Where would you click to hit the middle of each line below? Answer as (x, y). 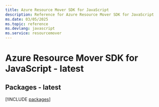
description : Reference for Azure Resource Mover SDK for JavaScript (80, 15)
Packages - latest (33, 87)
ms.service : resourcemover (33, 33)
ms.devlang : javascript (30, 29)
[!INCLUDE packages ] (28, 99)
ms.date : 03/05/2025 (27, 19)
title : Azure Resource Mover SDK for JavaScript (57, 10)
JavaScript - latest (45, 69)
